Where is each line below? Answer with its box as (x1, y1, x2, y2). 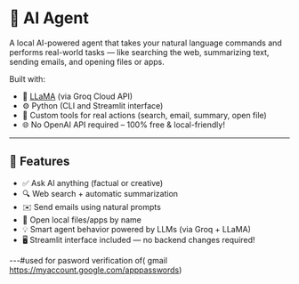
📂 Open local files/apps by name (21, 214, 142, 225)
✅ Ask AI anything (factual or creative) (21, 177, 164, 188)
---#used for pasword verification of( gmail (9, 255, 167, 265)
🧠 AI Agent (9, 8, 89, 28)
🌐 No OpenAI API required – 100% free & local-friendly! (21, 119, 225, 130)
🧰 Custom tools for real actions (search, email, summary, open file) (21, 110, 267, 120)
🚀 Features (9, 154, 70, 169)
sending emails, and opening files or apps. (9, 56, 165, 67)
